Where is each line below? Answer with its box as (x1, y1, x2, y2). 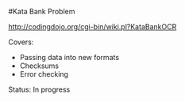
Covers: (8, 37, 34, 47)
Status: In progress (8, 85, 71, 94)
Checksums (19, 61, 60, 70)
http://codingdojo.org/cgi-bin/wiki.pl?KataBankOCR (8, 22, 177, 31)
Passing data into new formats (19, 53, 120, 62)
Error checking (19, 70, 69, 78)
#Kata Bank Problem (8, 7, 75, 16)
